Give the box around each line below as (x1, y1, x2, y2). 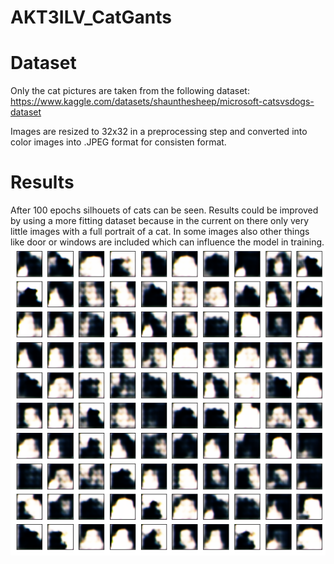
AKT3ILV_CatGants (10, 6, 172, 29)
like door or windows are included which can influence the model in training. (10, 236, 325, 248)
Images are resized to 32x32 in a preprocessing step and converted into (10, 126, 308, 138)
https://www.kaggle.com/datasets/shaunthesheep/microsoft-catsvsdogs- (10, 96, 315, 108)
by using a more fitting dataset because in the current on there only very (10, 215, 310, 227)
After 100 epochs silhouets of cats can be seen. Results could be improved (10, 204, 319, 216)
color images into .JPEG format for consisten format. (10, 136, 227, 148)
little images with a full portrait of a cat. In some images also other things (10, 226, 310, 238)
